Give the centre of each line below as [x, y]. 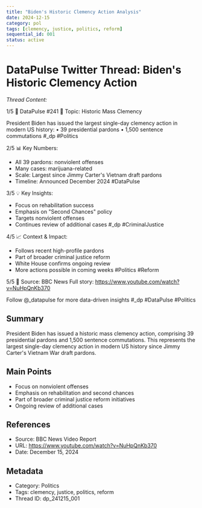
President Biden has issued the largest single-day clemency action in [92, 123]
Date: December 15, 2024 [47, 452]
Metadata [25, 471]
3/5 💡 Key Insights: [30, 193]
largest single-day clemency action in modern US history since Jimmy [93, 346]
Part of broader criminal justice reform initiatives [75, 399]
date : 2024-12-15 [28, 18]
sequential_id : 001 [31, 35]
